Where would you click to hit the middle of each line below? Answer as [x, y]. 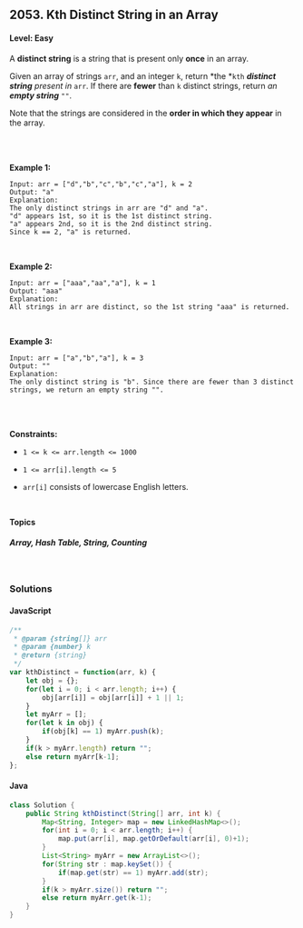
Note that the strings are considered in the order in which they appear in [146, 113]
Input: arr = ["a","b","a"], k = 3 [77, 358]
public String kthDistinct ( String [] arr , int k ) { [123, 813]
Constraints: [34, 434]
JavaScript [30, 611]
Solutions [31, 589]
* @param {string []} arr [60, 639]
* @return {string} [50, 655]
